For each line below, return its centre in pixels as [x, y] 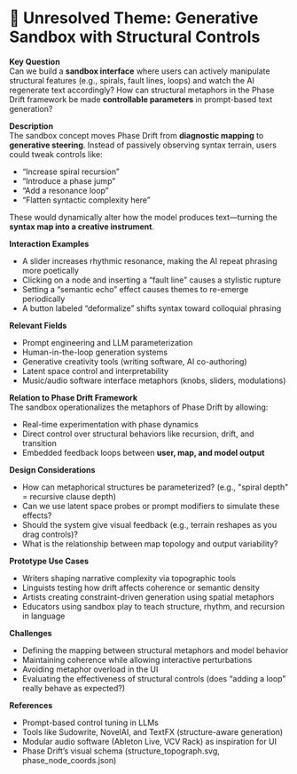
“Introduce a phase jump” [69, 180]
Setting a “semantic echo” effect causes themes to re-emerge [135, 289]
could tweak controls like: [56, 154]
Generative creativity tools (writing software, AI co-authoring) [134, 361]
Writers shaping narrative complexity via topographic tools [129, 578]
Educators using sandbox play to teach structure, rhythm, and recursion [153, 606]
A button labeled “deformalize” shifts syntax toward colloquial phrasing [152, 308]
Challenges [31, 633]
